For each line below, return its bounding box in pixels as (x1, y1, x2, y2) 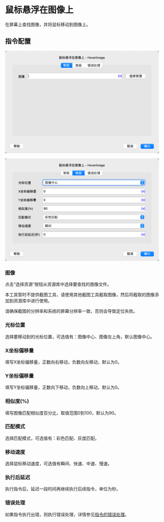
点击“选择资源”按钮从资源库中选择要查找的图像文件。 (5, 281, 112, 287)
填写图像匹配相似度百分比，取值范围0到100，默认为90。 (5, 410, 119, 416)
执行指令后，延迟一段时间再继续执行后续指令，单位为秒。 (5, 486, 121, 492)
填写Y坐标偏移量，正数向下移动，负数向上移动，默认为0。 (5, 384, 122, 390)
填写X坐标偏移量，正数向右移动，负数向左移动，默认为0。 (5, 359, 122, 365)
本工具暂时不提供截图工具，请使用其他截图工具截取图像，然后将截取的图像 (5, 292, 155, 298)
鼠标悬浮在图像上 (5, 4, 74, 16)
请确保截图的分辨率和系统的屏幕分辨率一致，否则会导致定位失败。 (5, 308, 138, 314)
